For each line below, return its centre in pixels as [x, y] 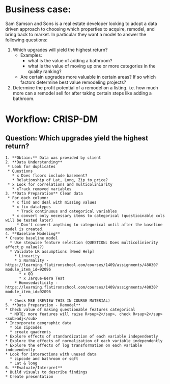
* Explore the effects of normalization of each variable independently [84, 341]
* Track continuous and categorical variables [67, 211]
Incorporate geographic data [41, 323]
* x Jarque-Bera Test [42, 278]
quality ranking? [45, 71]
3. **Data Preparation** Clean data [44, 193]
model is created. [25, 229]
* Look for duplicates [32, 166]
